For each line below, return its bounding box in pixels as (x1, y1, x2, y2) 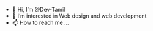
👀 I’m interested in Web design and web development (12, 12, 147, 19)
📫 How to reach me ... (12, 19, 69, 26)
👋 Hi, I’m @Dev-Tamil (12, 6, 65, 13)
